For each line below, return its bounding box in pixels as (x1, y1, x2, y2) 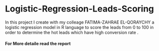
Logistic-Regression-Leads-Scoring (5, 3, 154, 14)
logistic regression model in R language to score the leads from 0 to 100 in (5, 24, 154, 30)
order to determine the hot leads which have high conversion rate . (5, 29, 139, 35)
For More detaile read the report (5, 40, 71, 46)
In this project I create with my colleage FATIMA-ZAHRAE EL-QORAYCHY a (5, 19, 155, 25)
